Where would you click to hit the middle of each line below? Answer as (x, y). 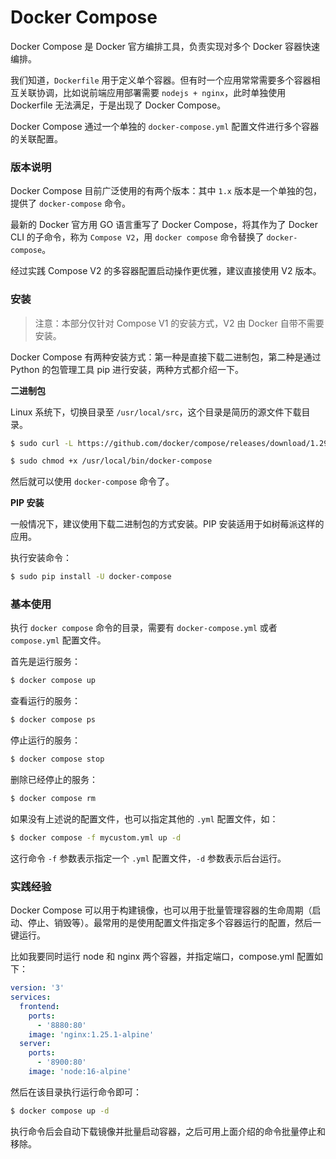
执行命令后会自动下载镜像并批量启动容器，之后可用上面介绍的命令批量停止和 (168, 1131)
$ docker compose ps (53, 720)
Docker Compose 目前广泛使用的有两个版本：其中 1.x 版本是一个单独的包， (166, 191)
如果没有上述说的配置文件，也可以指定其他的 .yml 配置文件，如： (144, 818)
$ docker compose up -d (60, 1111)
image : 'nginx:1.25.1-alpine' (91, 1034)
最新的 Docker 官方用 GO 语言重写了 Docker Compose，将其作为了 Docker (164, 225)
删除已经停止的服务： (54, 780)
